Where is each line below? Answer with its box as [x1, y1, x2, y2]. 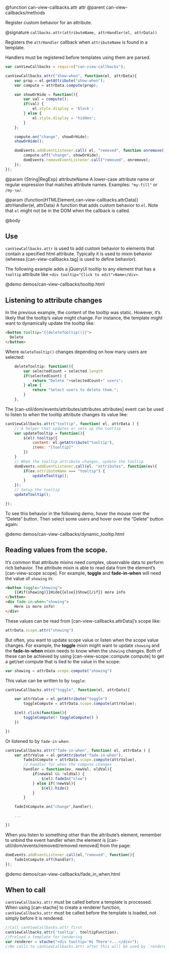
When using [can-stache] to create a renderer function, [5, 904, 121, 910]
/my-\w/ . [5, 187, 23, 193]
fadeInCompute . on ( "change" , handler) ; [14, 804, 94, 809]
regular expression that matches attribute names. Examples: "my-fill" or [5, 181, 158, 187]
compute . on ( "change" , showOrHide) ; [14, 134, 90, 139]
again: [5, 521, 19, 527]
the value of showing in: [5, 575, 54, 582]
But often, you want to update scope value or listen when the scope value [5, 637, 159, 643]
